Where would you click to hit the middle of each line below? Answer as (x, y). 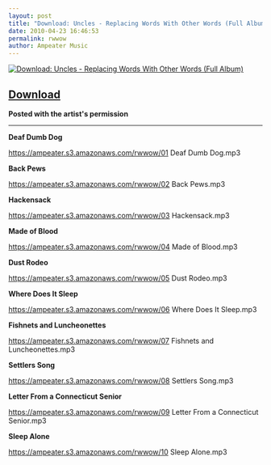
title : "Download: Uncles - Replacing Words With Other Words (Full (126, 23)
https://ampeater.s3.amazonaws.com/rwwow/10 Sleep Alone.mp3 (118, 452)
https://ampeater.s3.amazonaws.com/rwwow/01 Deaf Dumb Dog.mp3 (125, 152)
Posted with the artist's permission (69, 113)
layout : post (30, 16)
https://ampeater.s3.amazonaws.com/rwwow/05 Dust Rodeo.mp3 (118, 278)
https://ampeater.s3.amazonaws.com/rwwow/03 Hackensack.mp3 (119, 215)
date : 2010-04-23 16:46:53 (54, 31)
